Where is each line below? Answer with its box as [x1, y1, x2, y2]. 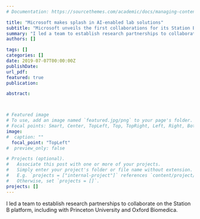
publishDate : [6, 63, 39, 69]
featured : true [6, 74, 44, 80]
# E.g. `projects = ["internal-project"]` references [6, 173, 148, 179]
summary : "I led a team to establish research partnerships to [6, 30, 167, 36]
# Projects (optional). [6, 156, 65, 162]
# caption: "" [6, 134, 44, 140]
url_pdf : [6, 69, 28, 75]
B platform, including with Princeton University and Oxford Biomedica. [6, 206, 178, 213]
